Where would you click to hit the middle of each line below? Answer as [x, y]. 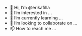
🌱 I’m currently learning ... [36, 18]
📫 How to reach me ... [33, 28]
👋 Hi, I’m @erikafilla [30, 8]
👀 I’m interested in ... [31, 13]
